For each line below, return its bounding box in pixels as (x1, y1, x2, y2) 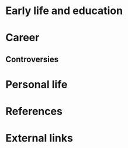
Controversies (5, 54, 59, 64)
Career (5, 31, 40, 45)
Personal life (5, 78, 68, 91)
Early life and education (5, 4, 123, 18)
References (5, 105, 63, 118)
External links (5, 132, 74, 145)
